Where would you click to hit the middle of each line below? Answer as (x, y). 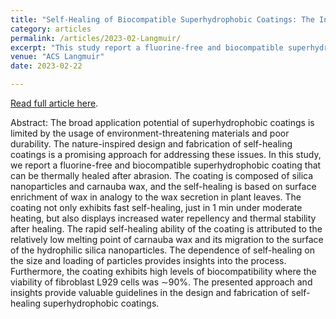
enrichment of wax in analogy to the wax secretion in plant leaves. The (156, 197)
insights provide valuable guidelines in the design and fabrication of (150, 292)
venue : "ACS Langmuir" (57, 57)
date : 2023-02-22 (46, 66)
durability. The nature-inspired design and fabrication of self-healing (151, 144)
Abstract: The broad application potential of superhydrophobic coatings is (162, 122)
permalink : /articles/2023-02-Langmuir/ (96, 38)
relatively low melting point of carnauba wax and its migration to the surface (167, 239)
